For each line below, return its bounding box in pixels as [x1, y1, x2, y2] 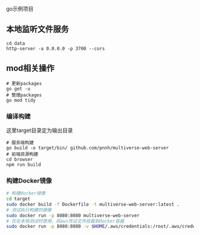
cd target [6, 196, 31, 202]
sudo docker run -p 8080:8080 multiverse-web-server [6, 212, 140, 218]
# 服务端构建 [6, 139, 34, 146]
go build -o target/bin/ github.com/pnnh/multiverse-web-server [6, 145, 169, 151]
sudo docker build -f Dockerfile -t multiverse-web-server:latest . [6, 201, 180, 207]
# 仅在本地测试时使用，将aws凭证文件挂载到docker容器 [6, 218, 124, 224]
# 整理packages [6, 92, 42, 98]
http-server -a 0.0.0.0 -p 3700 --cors [6, 45, 105, 52]
